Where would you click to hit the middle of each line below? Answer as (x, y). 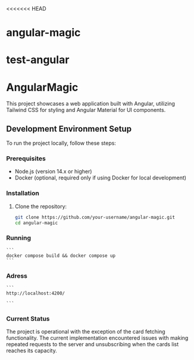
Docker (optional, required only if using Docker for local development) (100, 178)
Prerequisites (26, 159)
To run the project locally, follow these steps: (61, 143)
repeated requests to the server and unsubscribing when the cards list (93, 345)
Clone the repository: (41, 206)
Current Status (28, 318)
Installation (23, 193)
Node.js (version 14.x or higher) (53, 172)
